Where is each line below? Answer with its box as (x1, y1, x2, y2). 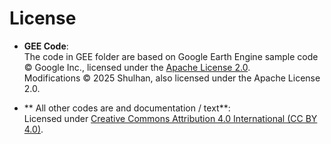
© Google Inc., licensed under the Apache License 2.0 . (23, 61, 251, 73)
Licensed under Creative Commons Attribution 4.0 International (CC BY (23, 112, 318, 124)
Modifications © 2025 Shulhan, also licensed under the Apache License (23, 72, 321, 84)
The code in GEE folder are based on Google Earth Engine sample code (23, 50, 319, 62)
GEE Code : (23, 40, 69, 52)
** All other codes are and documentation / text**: (23, 102, 231, 114)
